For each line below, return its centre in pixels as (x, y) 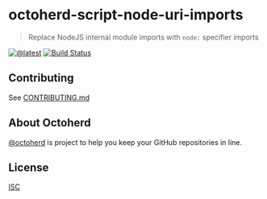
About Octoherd (50, 123)
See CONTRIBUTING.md (49, 97)
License (29, 167)
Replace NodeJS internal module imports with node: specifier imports (144, 37)
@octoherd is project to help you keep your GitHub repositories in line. (125, 142)
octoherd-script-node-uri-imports (126, 15)
